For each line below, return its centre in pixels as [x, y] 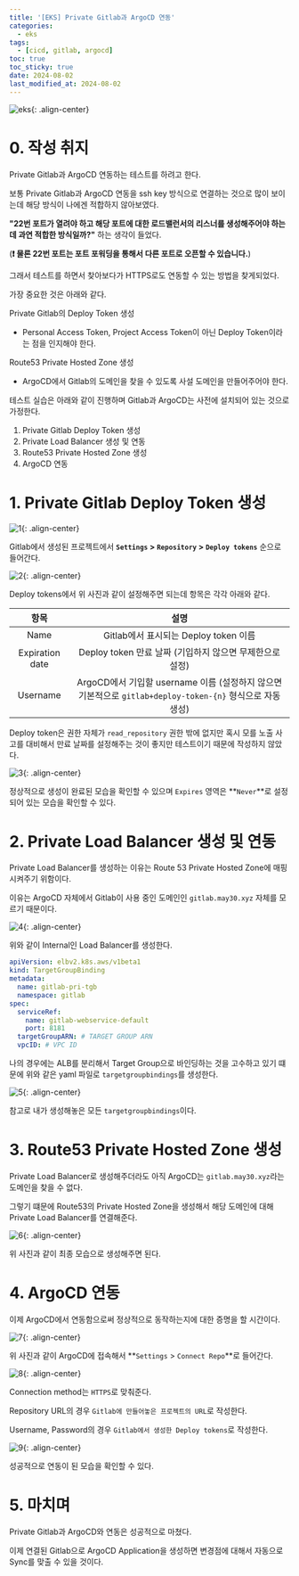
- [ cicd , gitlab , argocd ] [65, 51]
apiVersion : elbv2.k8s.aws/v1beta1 [75, 962]
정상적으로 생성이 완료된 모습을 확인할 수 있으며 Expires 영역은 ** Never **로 [141, 791]
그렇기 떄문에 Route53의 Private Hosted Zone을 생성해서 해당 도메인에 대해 [141, 1206]
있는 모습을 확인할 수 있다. [71, 802]
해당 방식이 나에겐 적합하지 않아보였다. [92, 204]
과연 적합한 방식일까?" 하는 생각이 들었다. [90, 234]
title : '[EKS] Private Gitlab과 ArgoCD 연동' [92, 17]
